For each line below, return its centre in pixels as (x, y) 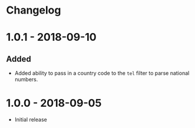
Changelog (34, 10)
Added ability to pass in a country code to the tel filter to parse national (102, 73)
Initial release (31, 120)
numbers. (26, 80)
